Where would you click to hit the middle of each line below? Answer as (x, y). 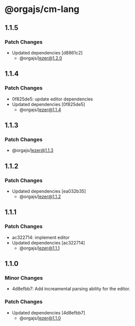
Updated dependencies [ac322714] (48, 242)
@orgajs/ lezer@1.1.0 (40, 318)
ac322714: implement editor (41, 237)
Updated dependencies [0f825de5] (48, 104)
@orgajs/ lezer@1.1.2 (40, 196)
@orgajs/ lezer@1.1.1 (39, 248)
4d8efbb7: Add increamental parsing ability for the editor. (71, 289)
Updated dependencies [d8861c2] (47, 52)
